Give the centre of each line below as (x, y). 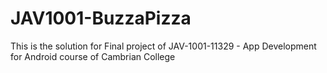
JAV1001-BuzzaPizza (101, 18)
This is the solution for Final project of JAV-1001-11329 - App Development (163, 46)
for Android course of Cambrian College (93, 56)
